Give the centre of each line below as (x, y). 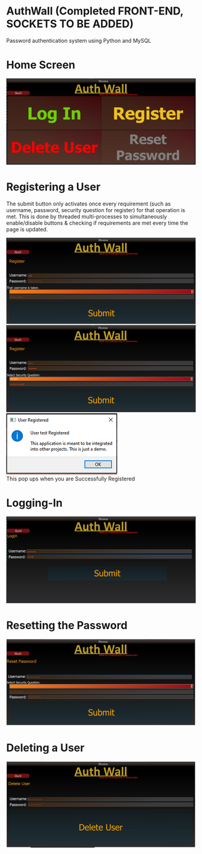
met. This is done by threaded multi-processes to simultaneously (87, 217)
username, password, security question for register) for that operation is (96, 210)
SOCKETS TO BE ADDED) (70, 24)
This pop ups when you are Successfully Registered (71, 479)
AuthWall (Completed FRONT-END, (95, 11)
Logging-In (35, 503)
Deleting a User (45, 748)
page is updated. (27, 230)
